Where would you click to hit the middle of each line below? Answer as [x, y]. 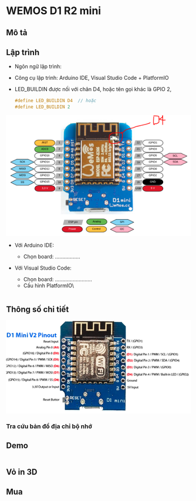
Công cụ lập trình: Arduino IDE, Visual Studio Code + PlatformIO [92, 78]
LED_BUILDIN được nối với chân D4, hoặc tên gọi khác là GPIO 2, [93, 89]
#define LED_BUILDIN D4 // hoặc [55, 101]
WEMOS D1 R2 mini [54, 11]
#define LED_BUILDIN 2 [42, 107]
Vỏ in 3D [22, 472]
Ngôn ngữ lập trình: [38, 66]
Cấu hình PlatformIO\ [49, 285]
